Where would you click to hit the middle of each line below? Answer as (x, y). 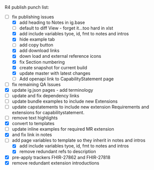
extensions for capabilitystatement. (48, 113)
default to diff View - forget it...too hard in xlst (66, 28)
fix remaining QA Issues (36, 84)
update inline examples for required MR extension (63, 129)
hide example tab (37, 39)
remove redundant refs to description (58, 152)
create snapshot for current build (53, 67)
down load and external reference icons (60, 56)
